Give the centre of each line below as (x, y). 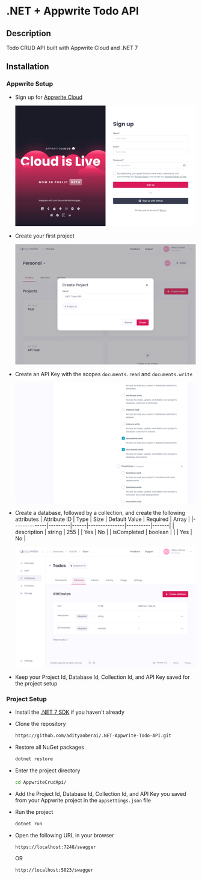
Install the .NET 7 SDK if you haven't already (70, 712)
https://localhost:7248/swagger (55, 847)
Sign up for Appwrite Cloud (49, 97)
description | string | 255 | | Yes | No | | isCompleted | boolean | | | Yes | (103, 532)
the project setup (36, 683)
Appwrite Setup (30, 84)
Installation (28, 67)
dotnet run (29, 824)
